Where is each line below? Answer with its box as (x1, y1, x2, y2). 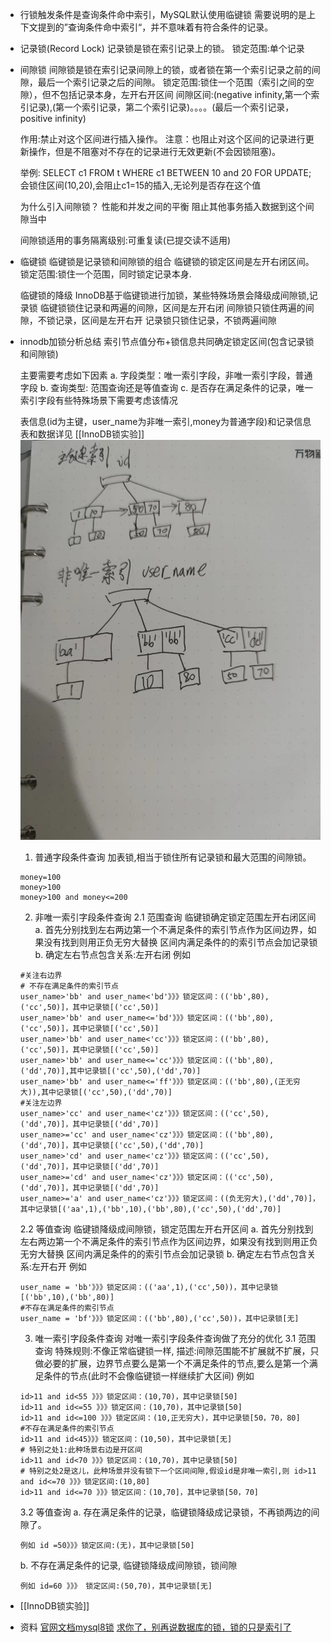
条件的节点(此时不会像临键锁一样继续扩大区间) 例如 (43, 1370, 255, 1382)
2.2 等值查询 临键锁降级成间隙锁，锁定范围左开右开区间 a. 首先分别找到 (19, 1223, 314, 1235)
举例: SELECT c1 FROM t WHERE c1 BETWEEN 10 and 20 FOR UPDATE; (19, 167, 312, 178)
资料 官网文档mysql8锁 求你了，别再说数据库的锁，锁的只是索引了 (19, 1621, 292, 1633)
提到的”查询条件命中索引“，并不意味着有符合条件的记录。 (37, 21, 274, 33)
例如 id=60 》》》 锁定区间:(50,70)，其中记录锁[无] (19, 1581, 213, 1592)
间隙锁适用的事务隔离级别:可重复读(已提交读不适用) (19, 234, 232, 246)
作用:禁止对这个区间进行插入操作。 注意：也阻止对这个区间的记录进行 (19, 133, 306, 145)
